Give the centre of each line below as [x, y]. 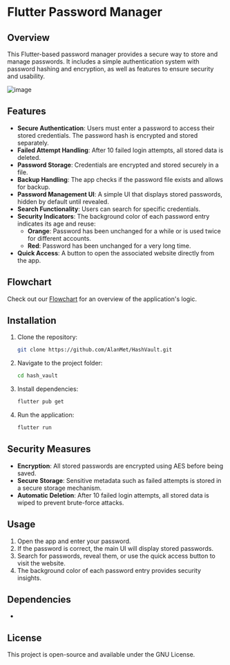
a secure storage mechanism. [59, 488]
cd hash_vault [37, 376]
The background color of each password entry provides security [109, 570]
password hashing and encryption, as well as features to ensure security [111, 69]
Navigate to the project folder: [60, 363]
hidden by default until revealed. [63, 201]
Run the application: [46, 415]
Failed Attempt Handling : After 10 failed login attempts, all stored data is [120, 150]
